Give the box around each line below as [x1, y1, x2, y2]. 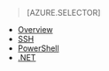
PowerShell [17, 43, 59, 53]
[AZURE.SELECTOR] [26, 8, 101, 18]
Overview [17, 25, 53, 34]
